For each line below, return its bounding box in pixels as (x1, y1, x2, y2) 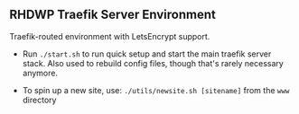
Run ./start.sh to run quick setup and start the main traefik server (22, 48, 272, 59)
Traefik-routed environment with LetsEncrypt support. (9, 31, 210, 41)
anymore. (22, 67, 59, 78)
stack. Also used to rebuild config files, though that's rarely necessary (22, 57, 285, 68)
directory (22, 94, 57, 105)
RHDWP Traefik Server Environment (9, 7, 217, 22)
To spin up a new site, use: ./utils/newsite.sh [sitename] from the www (22, 84, 290, 95)
